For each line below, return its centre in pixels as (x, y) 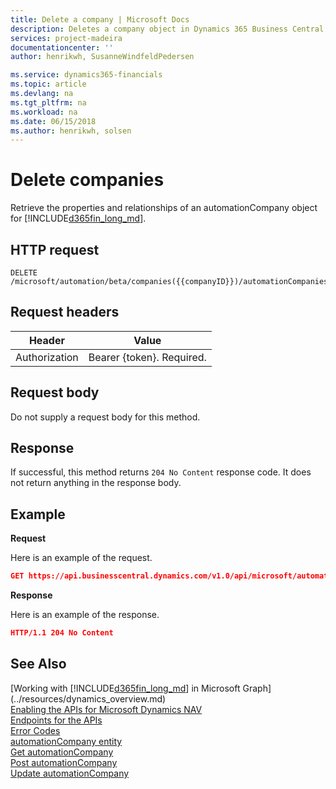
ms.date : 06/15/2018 (53, 121)
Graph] (257, 688)
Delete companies (87, 180)
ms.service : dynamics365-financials (86, 75)
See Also (38, 664)
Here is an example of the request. (81, 558)
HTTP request (55, 249)
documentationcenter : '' (62, 47)
